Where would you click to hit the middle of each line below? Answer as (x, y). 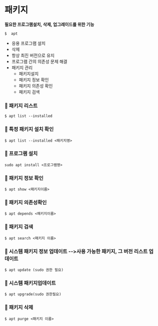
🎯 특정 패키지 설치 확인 (29, 129)
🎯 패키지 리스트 (21, 106)
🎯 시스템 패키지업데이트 (30, 283)
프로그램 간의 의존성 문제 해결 (39, 61)
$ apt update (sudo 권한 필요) (34, 270)
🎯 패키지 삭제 (19, 308)
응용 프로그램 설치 (28, 43)
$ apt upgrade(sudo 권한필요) (33, 294)
